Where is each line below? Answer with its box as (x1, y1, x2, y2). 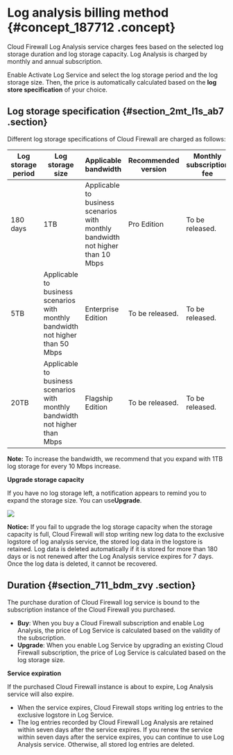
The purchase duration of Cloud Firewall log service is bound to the (7, 598, 200, 606)
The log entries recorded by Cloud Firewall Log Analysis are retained (17, 718, 214, 726)
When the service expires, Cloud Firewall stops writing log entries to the (17, 703, 223, 711)
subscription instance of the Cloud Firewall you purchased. (7, 605, 175, 614)
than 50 (43, 338, 69, 348)
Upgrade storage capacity (7, 475, 85, 483)
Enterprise (85, 304, 119, 313)
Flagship (85, 393, 113, 403)
